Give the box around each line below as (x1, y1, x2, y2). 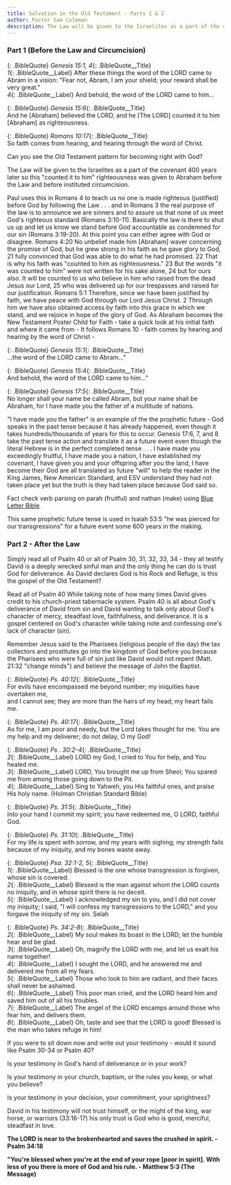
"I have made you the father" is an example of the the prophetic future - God (7, 415, 224, 423)
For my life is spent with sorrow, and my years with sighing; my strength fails (7, 838, 224, 846)
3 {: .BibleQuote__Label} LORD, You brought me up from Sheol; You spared (7, 768, 217, 776)
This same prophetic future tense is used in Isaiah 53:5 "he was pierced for (7, 514, 220, 523)
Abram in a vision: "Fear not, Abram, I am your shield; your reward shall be (7, 76, 218, 84)
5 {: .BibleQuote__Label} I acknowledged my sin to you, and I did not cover (7, 895, 217, 903)
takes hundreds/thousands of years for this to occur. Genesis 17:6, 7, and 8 (7, 429, 219, 437)
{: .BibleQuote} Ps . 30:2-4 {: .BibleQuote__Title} (7, 746, 142, 754)
